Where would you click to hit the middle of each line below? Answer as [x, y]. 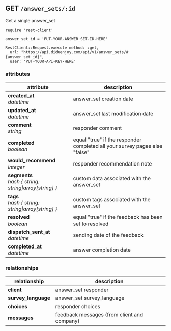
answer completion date [102, 250]
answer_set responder [82, 290]
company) [67, 321]
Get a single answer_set [30, 20]
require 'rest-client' [29, 30]
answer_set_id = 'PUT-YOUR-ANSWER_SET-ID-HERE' [57, 39]
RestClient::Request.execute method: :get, [52, 48]
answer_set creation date [103, 99]
